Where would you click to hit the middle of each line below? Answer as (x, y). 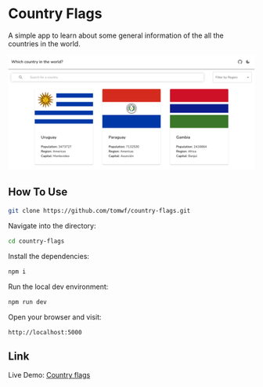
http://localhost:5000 (45, 332)
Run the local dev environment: (58, 287)
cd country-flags (36, 241)
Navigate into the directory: (52, 225)
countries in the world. (44, 43)
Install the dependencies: (49, 256)
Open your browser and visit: (55, 317)
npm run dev (27, 302)
